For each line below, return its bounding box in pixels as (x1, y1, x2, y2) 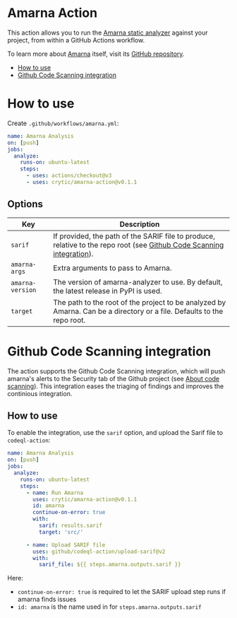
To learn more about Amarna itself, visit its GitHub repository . (7, 49, 185, 58)
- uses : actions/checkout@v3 (25, 172, 112, 180)
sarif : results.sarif (38, 522, 102, 530)
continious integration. (7, 389, 73, 397)
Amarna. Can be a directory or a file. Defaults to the (52, 306, 224, 316)
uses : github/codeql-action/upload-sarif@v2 (32, 548, 166, 555)
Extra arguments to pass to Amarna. (52, 263, 172, 273)
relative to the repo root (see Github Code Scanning (52, 240, 224, 250)
